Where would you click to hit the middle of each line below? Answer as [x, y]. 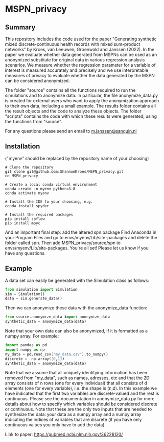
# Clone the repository [29, 167]
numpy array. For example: [32, 336]
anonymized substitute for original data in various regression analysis [75, 60]
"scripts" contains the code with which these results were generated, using [81, 116]
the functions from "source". [34, 122]
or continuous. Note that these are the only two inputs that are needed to [79, 409]
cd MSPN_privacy [22, 176]
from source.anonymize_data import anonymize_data [58, 317]
